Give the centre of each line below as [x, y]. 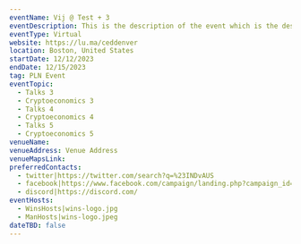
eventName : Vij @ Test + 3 [60, 17]
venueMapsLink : [38, 159]
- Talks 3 [35, 92]
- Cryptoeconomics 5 [56, 134]
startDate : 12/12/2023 [52, 59]
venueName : [30, 142]
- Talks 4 [35, 109]
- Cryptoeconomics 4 [56, 117]
